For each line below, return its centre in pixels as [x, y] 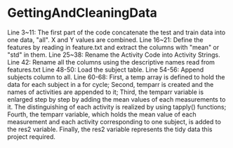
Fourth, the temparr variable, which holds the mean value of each [102, 114]
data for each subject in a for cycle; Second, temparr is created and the [111, 84]
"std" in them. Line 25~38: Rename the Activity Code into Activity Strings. [114, 55]
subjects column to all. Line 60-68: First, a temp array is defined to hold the [116, 77]
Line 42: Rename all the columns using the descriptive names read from [111, 62]
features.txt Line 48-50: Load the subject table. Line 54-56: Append [106, 69]
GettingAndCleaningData [82, 13]
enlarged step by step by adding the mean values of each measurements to [116, 99]
